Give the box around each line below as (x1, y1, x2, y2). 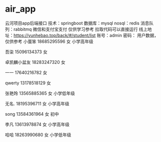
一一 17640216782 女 (5, 69, 47, 75)
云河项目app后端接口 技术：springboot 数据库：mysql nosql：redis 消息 (5, 20, 150, 26)
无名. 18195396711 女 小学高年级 (5, 101, 70, 106)
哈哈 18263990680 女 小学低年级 (5, 132, 72, 138)
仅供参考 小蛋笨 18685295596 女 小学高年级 (5, 38, 94, 44)
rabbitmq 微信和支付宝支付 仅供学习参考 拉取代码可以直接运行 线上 (13, 26, 148, 32)
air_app (5, 3, 36, 15)
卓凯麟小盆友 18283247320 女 (5, 59, 66, 65)
